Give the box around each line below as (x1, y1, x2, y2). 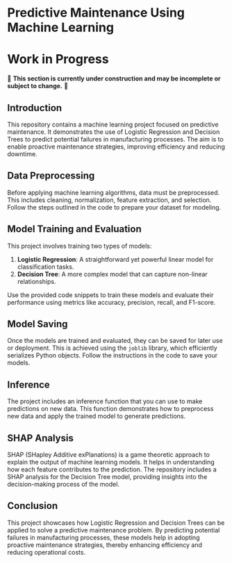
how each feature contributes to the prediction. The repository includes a (7, 465, 217, 473)
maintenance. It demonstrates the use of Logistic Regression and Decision (7, 127, 220, 136)
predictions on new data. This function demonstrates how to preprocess (7, 405, 214, 413)
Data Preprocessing (7, 170, 95, 182)
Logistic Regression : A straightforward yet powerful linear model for (17, 255, 214, 263)
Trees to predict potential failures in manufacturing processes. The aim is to (7, 135, 224, 143)
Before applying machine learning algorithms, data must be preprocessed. (7, 188, 220, 196)
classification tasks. (17, 262, 74, 271)
